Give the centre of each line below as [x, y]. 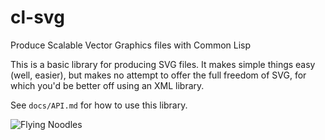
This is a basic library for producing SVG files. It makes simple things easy [163, 64]
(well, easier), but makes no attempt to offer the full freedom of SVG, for [158, 75]
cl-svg [37, 17]
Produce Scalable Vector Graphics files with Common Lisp [131, 45]
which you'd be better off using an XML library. [107, 85]
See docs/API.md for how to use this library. [99, 105]
